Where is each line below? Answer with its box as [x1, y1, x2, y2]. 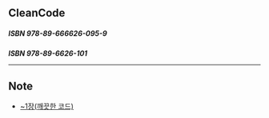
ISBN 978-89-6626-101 [8, 49, 88, 58]
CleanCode [8, 6, 66, 20]
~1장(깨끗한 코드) [19, 101, 74, 111]
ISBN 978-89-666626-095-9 [8, 28, 108, 38]
